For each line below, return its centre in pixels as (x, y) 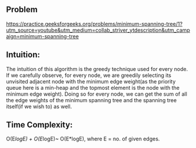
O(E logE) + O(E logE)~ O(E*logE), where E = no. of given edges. (83, 139)
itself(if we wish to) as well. (39, 106)
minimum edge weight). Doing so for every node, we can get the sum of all (97, 94)
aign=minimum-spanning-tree (43, 36)
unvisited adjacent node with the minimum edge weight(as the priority (91, 81)
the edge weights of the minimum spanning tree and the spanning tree (92, 100)
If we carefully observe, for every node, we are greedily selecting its (89, 75)
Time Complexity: (39, 125)
